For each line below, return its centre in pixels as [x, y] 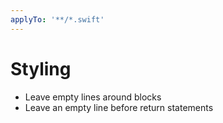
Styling [41, 68]
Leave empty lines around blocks [93, 97]
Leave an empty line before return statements [119, 107]
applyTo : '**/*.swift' [57, 19]
